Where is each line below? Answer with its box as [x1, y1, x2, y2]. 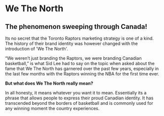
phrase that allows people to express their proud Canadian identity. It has [5, 95, 154, 101]
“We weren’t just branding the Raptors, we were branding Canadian [5, 55, 142, 61]
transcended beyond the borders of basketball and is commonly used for [5, 100, 154, 106]
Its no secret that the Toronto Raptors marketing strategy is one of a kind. [5, 35, 154, 41]
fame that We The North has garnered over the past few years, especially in [5, 66, 159, 71]
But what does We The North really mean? [5, 80, 94, 86]
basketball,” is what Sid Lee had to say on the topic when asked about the [5, 61, 155, 66]
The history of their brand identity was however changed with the [5, 41, 138, 46]
